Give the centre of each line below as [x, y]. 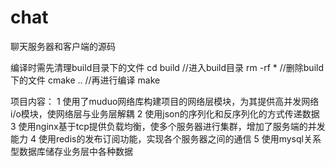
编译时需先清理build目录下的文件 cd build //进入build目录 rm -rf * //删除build [167, 67]
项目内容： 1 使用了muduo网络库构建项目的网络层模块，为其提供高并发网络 [165, 101]
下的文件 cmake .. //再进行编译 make [85, 80]
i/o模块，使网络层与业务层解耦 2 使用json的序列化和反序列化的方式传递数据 [165, 113]
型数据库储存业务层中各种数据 [71, 151]
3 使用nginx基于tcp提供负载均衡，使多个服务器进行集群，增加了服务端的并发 [168, 126]
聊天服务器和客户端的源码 [63, 46]
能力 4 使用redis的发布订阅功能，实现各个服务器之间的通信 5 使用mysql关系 [166, 138]
